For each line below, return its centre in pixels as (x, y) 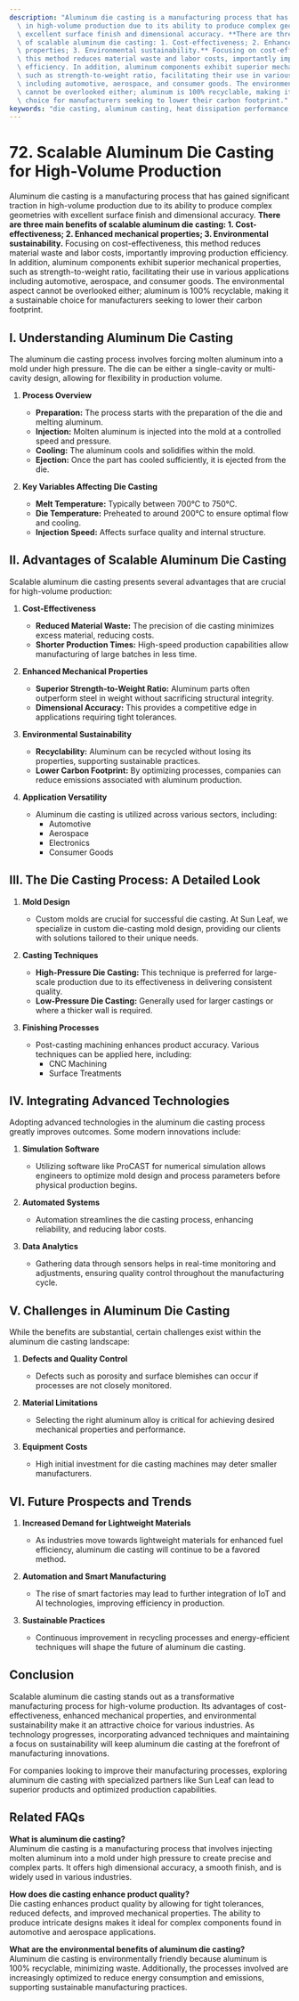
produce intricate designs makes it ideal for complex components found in (145, 1922)
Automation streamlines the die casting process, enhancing (144, 1220)
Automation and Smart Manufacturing (94, 1576)
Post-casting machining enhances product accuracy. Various (147, 1045)
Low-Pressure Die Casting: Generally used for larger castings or (154, 1000)
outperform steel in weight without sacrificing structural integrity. (154, 698)
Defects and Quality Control (75, 1359)
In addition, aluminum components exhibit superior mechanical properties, (145, 263)
